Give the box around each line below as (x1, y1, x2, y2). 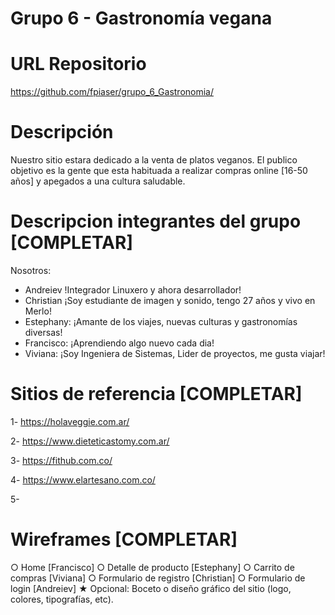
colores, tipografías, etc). (10, 593, 114, 605)
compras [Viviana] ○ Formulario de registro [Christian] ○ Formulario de (10, 572, 306, 584)
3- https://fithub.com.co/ (10, 454, 113, 466)
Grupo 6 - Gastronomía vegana (10, 7, 273, 30)
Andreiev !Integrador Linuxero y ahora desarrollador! (24, 284, 242, 296)
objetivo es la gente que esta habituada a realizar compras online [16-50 (10, 165, 308, 177)
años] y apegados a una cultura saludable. (10, 175, 186, 187)
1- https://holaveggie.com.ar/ (10, 415, 130, 427)
